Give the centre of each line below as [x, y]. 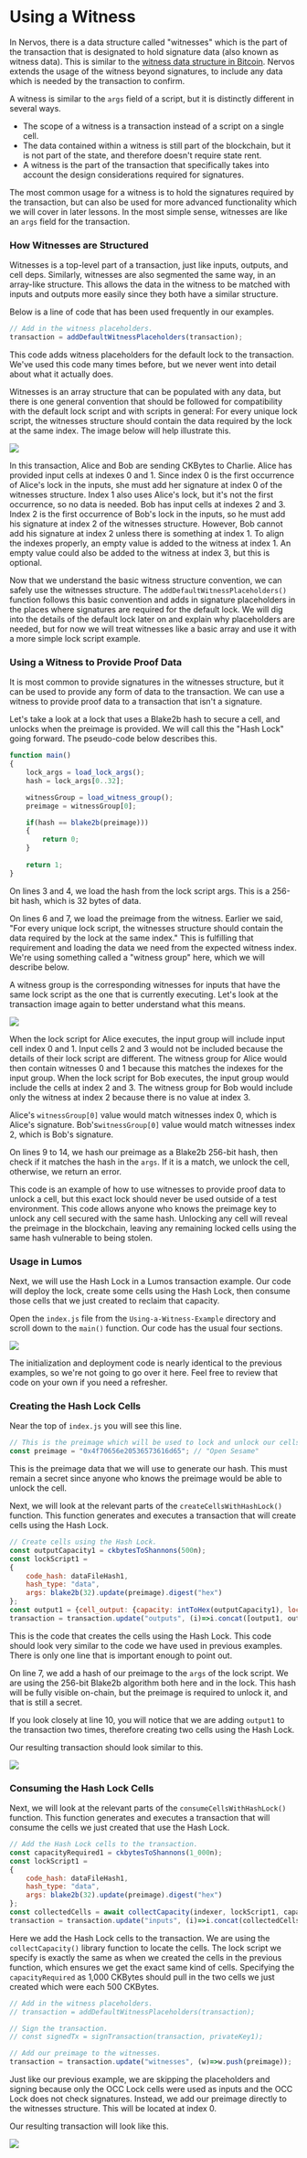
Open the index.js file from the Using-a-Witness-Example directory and [143, 1318]
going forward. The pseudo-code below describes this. [113, 739]
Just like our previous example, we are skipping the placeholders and [140, 2079]
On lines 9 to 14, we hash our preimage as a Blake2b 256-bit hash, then [144, 1152]
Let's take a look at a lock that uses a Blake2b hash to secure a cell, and [145, 719]
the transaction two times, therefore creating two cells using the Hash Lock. [152, 1729]
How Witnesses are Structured [79, 245]
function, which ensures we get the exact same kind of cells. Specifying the [152, 1967]
